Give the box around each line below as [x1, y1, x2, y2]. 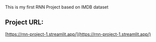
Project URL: [5, 18, 44, 26]
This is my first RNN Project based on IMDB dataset [5, 4, 109, 10]
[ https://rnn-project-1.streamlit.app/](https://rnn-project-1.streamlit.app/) [5, 31, 151, 37]
